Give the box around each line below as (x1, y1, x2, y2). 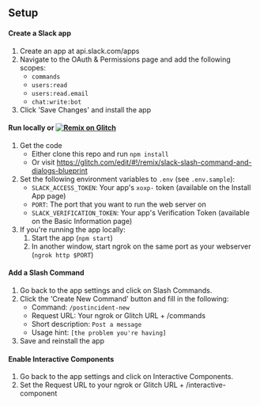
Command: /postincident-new (31, 302, 130, 312)
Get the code (19, 140, 63, 150)
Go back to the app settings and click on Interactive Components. (19, 372, 234, 381)
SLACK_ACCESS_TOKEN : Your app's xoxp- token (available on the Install (31, 182, 251, 192)
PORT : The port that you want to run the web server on (31, 199, 207, 209)
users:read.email (31, 89, 89, 97)
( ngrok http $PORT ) (31, 249, 94, 260)
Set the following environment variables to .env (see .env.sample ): (19, 174, 236, 184)
